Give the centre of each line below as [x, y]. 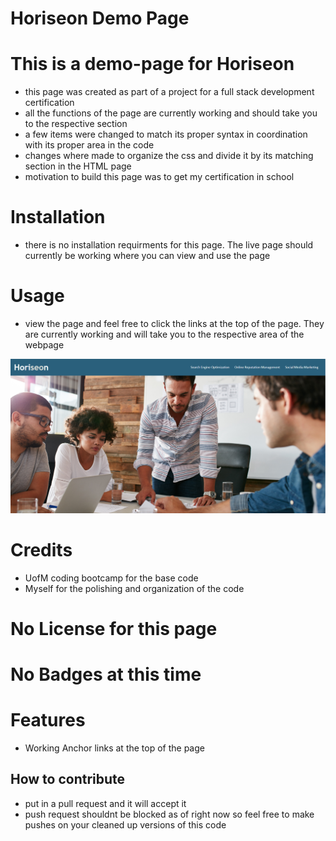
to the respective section [76, 124]
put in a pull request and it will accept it [105, 803]
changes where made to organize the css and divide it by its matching [169, 156]
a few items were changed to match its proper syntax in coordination [166, 134]
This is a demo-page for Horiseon [152, 64]
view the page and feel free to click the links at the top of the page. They [174, 323]
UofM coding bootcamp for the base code [111, 578]
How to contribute [68, 779]
